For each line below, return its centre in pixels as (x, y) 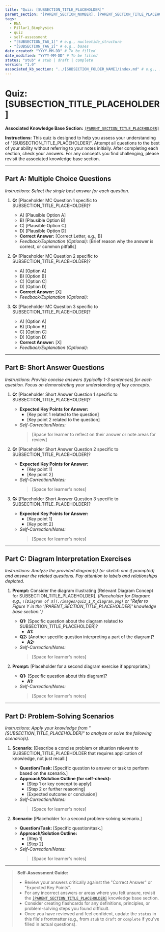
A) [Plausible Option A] (43, 215)
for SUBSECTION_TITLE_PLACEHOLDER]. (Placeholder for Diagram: (81, 596)
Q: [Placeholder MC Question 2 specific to (55, 256)
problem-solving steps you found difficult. (67, 909)
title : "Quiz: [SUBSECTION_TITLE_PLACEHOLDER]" (55, 10)
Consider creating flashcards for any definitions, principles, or (87, 903)
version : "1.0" (21, 65)
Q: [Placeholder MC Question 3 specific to (55, 307)
